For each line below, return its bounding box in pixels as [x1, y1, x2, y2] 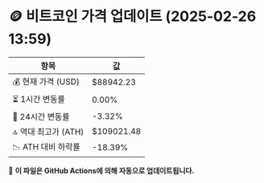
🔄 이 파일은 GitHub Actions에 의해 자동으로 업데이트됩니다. [8, 165, 195, 175]
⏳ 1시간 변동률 [12, 93, 66, 104]
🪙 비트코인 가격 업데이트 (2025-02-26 [8, 7, 257, 26]
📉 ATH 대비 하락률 [12, 141, 80, 152]
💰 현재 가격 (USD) [12, 75, 80, 87]
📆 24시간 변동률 [12, 111, 70, 122]
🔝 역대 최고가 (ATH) [12, 126, 85, 137]
